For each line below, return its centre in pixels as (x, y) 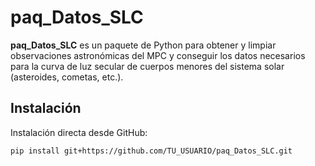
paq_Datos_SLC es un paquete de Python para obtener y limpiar (143, 45)
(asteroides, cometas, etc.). (67, 77)
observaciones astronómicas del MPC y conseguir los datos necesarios (158, 55)
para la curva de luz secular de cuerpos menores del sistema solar (147, 66)
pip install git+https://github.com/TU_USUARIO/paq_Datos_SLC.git (151, 151)
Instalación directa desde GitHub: (79, 132)
